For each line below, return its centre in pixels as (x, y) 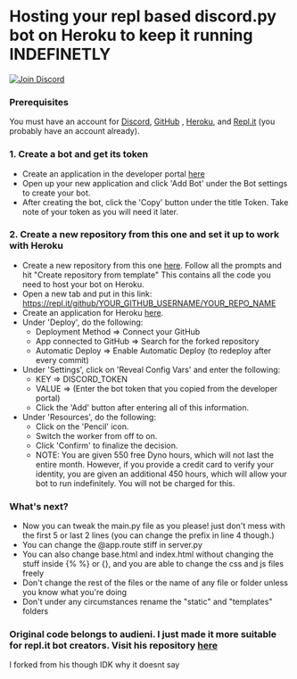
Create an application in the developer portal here (113, 174)
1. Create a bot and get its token (79, 154)
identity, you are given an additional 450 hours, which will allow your (161, 474)
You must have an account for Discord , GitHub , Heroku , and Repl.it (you (142, 121)
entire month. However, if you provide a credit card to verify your (154, 464)
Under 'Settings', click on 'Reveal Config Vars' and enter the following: (151, 369)
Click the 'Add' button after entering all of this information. (142, 407)
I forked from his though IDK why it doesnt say (95, 665)
